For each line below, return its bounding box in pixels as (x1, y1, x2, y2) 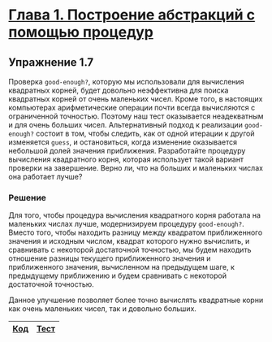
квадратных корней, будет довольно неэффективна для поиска (8, 85, 229, 95)
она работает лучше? (8, 172, 83, 181)
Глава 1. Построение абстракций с (8, 6, 256, 24)
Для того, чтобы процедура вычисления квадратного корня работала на (8, 210, 261, 220)
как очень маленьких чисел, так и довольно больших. (8, 304, 197, 314)
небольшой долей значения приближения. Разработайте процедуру (8, 146, 246, 155)
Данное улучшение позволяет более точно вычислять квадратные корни (8, 295, 264, 305)
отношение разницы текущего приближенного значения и (8, 253, 211, 263)
